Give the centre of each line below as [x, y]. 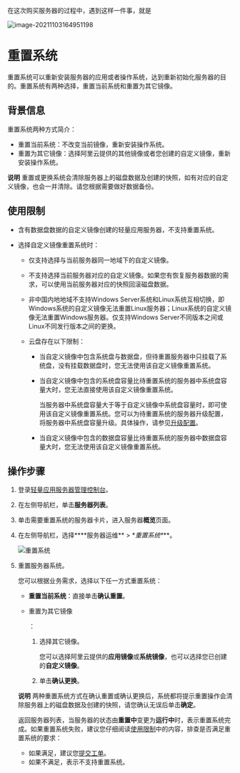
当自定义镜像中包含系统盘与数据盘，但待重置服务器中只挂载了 [130, 356]
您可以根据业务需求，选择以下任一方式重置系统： [90, 581]
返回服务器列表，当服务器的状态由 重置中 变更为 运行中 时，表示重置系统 [121, 720]
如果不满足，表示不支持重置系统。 [79, 762]
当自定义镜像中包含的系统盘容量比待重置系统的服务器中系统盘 [130, 380]
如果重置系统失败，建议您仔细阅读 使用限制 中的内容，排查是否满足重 [130, 729]
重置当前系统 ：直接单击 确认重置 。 [79, 596]
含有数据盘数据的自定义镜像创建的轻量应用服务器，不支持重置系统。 [118, 229]
